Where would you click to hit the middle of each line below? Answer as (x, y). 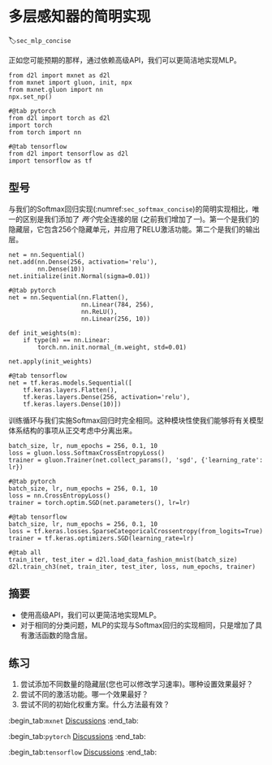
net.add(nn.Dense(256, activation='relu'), (83, 262)
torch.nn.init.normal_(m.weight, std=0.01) (112, 347)
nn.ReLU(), (99, 311)
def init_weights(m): (45, 333)
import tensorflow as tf (50, 161)
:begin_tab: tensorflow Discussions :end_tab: (82, 752)
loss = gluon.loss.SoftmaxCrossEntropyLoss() (86, 453)
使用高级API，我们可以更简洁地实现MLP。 (90, 615)
